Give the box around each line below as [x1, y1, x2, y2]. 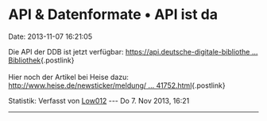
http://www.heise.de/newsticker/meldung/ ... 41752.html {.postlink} [8, 81, 226, 90]
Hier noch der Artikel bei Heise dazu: [8, 72, 129, 81]
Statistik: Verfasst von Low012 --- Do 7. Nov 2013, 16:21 [8, 96, 190, 105]
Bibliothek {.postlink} [8, 55, 75, 65]
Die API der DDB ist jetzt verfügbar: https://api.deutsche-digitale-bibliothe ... [8, 47, 258, 56]
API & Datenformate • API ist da [8, 6, 219, 24]
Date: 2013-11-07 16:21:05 [8, 32, 93, 41]
